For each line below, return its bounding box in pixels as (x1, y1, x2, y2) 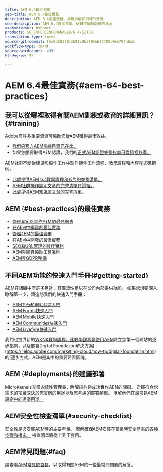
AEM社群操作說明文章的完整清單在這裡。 (12, 183, 95, 189)
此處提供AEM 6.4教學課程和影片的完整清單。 (12, 176, 103, 182)
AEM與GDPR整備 (12, 255, 47, 261)
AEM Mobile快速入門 (12, 314, 54, 320)
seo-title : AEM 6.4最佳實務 (5, 12, 60, 17)
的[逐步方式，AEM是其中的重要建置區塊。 (5, 354, 89, 360)
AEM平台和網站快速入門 (12, 302, 61, 307)
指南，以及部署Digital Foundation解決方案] (9, 343, 95, 349)
